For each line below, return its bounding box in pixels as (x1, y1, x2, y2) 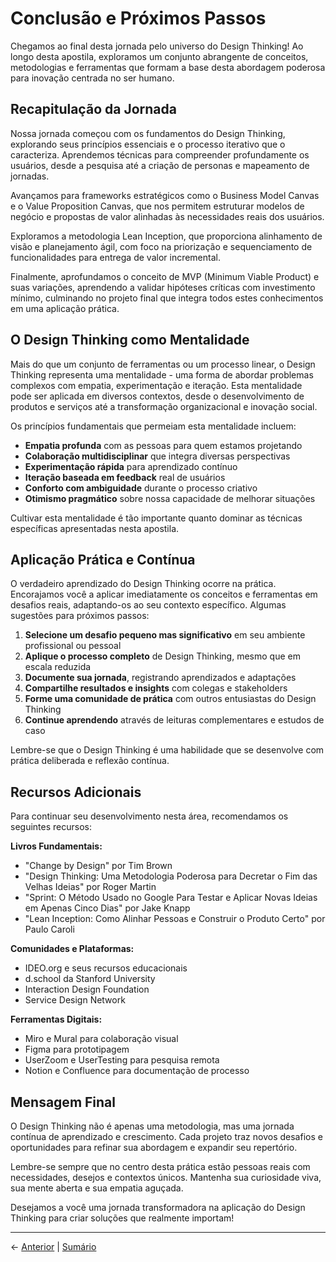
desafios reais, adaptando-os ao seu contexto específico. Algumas (10, 599, 287, 611)
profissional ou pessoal (24, 640, 122, 652)
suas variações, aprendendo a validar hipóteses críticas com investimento (10, 281, 316, 293)
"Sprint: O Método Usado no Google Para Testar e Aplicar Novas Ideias (24, 892, 318, 904)
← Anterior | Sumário (10, 1241, 97, 1252)
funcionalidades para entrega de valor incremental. (10, 251, 221, 263)
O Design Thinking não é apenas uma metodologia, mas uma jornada (10, 1120, 295, 1132)
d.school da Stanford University (24, 973, 156, 985)
